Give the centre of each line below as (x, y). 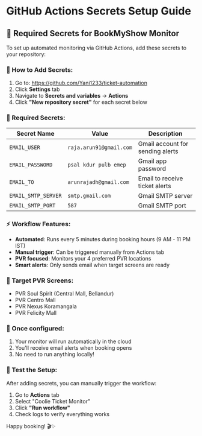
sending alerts (158, 151)
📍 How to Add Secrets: (40, 69)
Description (165, 133)
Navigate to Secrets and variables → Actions (72, 96)
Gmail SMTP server (165, 195)
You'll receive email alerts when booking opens (73, 348)
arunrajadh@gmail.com (98, 182)
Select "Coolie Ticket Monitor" (53, 401)
